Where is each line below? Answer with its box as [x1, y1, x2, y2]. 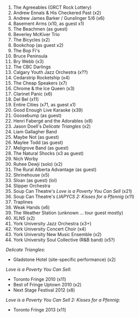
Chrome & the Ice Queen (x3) [13, 85, 75, 91]
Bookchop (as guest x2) [13, 42, 64, 48]
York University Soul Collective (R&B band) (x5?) [13, 237, 115, 243]
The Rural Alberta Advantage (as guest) [13, 166, 97, 172]
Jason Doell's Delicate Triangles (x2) [13, 123, 91, 129]
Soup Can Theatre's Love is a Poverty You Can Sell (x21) [13, 188, 132, 194]
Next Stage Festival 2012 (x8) [13, 287, 75, 293]
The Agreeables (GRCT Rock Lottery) [13, 5, 92, 10]
